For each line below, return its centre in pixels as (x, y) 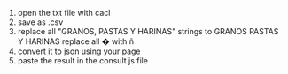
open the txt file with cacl (64, 13)
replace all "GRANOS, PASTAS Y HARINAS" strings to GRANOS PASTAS (148, 31)
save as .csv (40, 22)
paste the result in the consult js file (83, 60)
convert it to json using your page (79, 51)
